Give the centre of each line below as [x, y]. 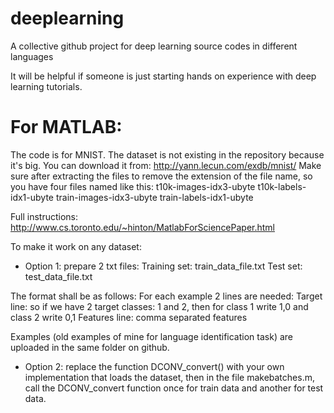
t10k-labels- [282, 186]
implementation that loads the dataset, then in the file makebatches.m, [169, 377]
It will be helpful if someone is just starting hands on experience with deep [163, 76]
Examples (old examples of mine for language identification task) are [151, 336]
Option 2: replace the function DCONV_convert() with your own [154, 366]
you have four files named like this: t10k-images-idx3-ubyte [133, 186]
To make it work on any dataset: [76, 246]
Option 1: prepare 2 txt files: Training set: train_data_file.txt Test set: [163, 266]
